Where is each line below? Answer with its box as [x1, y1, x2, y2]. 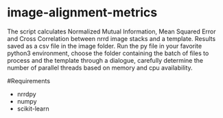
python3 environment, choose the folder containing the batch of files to [7, 49, 209, 57]
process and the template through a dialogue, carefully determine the [7, 56, 204, 64]
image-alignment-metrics [7, 5, 158, 20]
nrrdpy [16, 90, 36, 98]
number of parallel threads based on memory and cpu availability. [7, 63, 193, 72]
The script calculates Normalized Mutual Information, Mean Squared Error [7, 27, 216, 35]
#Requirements [7, 76, 50, 85]
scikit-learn [16, 104, 49, 113]
